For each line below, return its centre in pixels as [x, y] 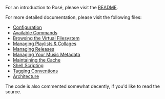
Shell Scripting [28, 65]
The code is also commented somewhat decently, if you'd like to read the [83, 86]
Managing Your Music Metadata [46, 54]
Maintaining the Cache [36, 60]
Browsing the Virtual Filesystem [46, 38]
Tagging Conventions [35, 71]
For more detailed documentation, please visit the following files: [74, 17]
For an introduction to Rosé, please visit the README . [62, 7]
